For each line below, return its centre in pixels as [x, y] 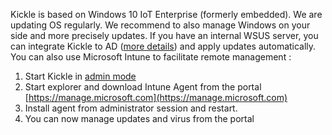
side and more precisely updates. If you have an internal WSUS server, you [164, 35]
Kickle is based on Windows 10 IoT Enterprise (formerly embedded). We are [166, 14]
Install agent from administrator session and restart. [131, 108]
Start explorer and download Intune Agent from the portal [143, 87]
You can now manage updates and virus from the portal [139, 118]
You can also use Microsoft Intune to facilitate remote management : [151, 57]
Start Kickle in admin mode [80, 76]
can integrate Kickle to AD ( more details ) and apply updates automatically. [163, 46]
